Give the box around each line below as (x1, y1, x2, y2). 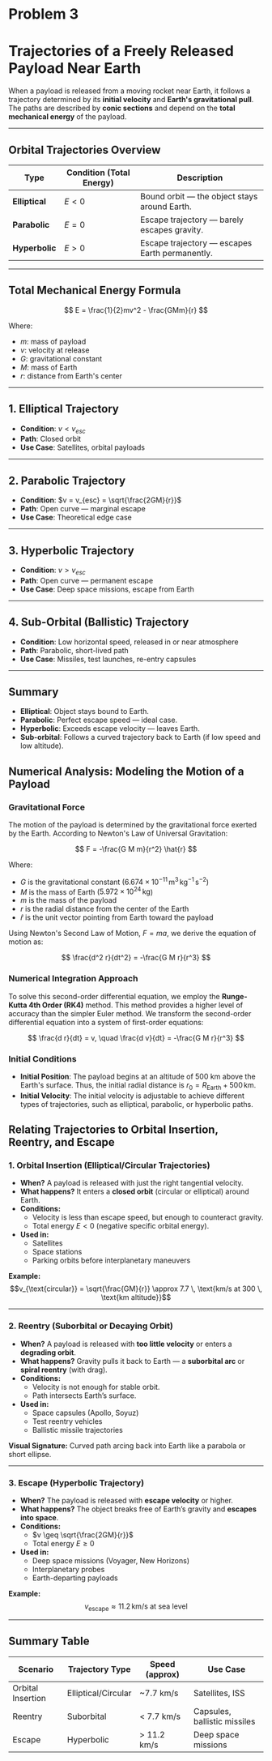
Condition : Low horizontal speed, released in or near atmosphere (19, 637, 239, 647)
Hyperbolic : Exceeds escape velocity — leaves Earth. (19, 724, 200, 733)
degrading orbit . (19, 1347, 77, 1357)
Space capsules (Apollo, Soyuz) (32, 1408, 139, 1417)
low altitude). (19, 741, 64, 750)
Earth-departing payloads (32, 1573, 119, 1583)
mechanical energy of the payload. (8, 112, 127, 122)
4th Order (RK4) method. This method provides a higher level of (28, 1000, 244, 1010)
